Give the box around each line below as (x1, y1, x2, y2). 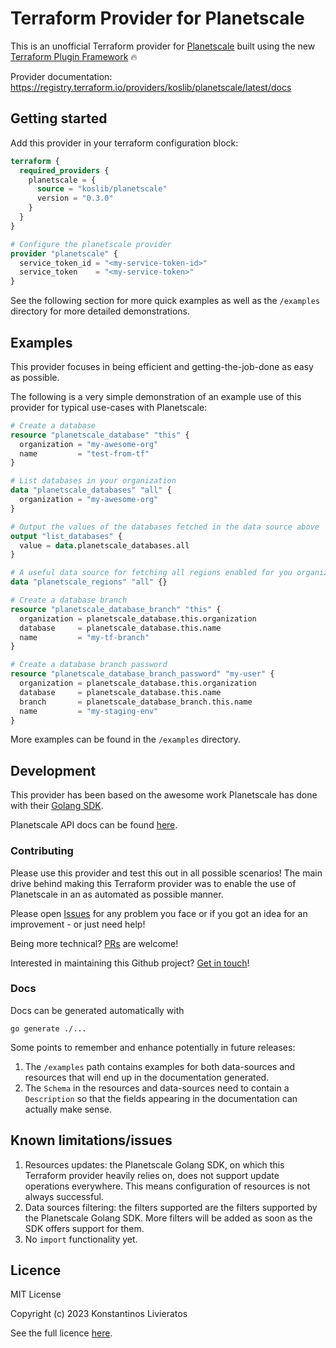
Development (10, 762, 97, 779)
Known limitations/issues (10, 1132, 173, 1149)
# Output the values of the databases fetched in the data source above (10, 522, 320, 532)
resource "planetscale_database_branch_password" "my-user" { (10, 669, 275, 679)
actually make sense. (24, 1103, 113, 1115)
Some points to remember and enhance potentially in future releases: (10, 1041, 296, 1053)
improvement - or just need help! (10, 918, 146, 930)
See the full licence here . (10, 1327, 113, 1339)
